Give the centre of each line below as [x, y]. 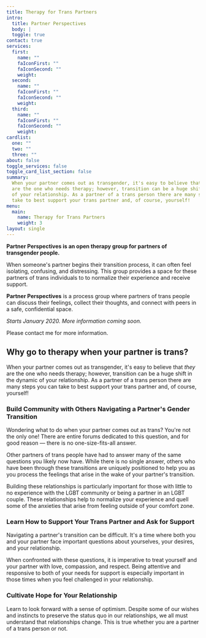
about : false [23, 160]
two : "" [22, 149]
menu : [13, 206]
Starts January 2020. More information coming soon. [74, 321]
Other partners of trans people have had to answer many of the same [94, 455]
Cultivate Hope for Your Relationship [62, 596]
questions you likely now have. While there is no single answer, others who [101, 461]
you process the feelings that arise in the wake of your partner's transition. [101, 474]
